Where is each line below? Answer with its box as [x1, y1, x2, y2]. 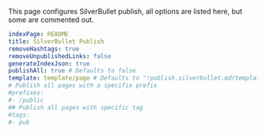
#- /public [8, 96, 44, 104]
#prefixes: [8, 89, 44, 97]
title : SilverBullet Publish [8, 37, 104, 46]
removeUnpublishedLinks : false [8, 52, 112, 60]
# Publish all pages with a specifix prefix [8, 82, 158, 90]
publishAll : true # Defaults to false [8, 67, 136, 75]
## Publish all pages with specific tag [8, 103, 144, 111]
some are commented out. [8, 15, 94, 24]
